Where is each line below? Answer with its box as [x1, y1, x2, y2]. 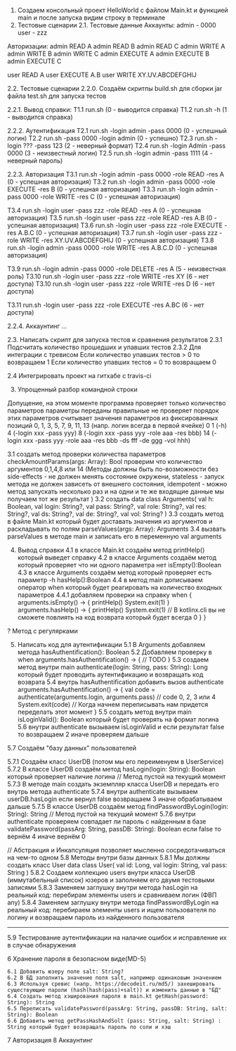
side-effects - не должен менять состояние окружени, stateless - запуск [7, 472, 225, 481]
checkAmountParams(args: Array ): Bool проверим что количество [7, 458, 203, 465]
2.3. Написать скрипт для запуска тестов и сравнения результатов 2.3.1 [7, 336, 223, 344]
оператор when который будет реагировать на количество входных [17, 584, 223, 591]
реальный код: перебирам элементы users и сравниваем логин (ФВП [7, 890, 217, 899]
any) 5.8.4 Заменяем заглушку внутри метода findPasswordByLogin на [7, 898, 219, 907]
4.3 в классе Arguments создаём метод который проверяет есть [17, 568, 212, 577]
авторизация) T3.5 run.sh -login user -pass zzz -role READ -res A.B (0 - [7, 214, 218, 222]
